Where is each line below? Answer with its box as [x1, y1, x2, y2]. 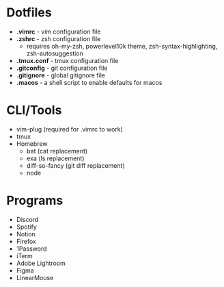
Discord [16, 215, 39, 223]
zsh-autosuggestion [26, 49, 83, 58]
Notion [16, 229, 36, 238]
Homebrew [16, 139, 48, 148]
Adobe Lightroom [16, 259, 66, 267]
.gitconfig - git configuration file [16, 64, 108, 72]
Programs [6, 193, 64, 208]
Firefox [16, 237, 37, 245]
